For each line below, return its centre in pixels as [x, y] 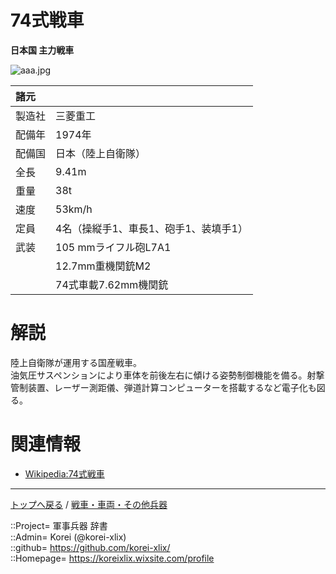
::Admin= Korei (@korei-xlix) [68, 537]
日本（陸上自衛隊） [101, 153]
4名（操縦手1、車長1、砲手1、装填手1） [151, 228]
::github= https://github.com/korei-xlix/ [90, 547]
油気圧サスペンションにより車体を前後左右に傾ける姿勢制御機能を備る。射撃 [167, 375]
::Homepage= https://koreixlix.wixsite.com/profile [112, 558]
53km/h [74, 209]
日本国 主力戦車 [42, 50]
